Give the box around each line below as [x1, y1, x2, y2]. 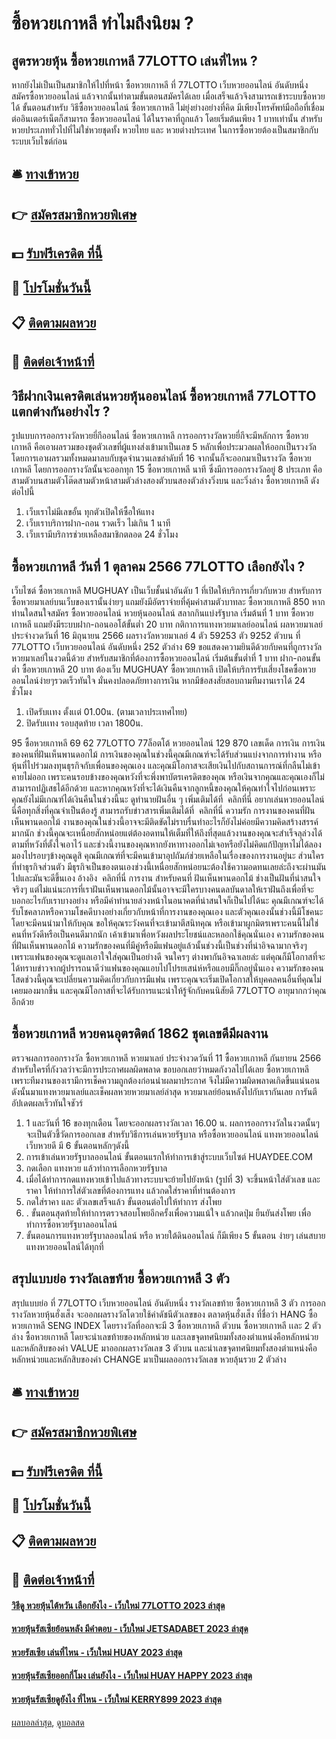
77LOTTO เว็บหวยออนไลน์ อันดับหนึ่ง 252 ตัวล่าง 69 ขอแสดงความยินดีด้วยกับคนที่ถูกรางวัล [11, 640, 323, 652]
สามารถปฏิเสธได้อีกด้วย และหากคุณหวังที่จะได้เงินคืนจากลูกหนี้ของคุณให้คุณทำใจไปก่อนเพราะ [11, 782, 316, 794]
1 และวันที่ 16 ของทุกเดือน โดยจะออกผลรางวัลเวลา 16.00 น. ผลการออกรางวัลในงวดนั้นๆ [25, 1117, 320, 1129]
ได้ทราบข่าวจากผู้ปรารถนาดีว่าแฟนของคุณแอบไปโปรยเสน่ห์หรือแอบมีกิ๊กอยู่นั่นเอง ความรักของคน [11, 962, 324, 974]
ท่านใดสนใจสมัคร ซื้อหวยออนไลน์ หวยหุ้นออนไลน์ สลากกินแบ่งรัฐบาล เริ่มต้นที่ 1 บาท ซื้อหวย [11, 607, 314, 619]
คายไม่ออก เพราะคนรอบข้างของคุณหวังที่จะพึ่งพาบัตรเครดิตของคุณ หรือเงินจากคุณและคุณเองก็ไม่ [11, 770, 325, 782]
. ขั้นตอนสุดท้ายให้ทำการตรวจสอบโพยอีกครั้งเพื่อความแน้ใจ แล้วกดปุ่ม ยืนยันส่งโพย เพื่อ [25, 1207, 312, 1219]
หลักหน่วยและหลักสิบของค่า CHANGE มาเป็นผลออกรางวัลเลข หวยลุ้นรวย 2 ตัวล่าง [11, 1353, 287, 1365]
